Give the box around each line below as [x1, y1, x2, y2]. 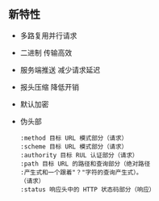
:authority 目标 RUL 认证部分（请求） [19, 151, 139, 159]
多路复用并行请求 [19, 31, 77, 40]
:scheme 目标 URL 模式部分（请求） [19, 142, 128, 151]
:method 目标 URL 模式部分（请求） [19, 134, 128, 142]
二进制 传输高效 [19, 48, 73, 57]
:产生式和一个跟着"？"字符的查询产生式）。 [19, 168, 143, 176]
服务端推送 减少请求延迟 [19, 65, 101, 74]
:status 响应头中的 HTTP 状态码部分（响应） [19, 185, 156, 194]
